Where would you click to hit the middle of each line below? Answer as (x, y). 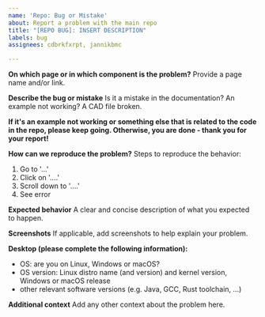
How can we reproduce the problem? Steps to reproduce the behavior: (125, 154)
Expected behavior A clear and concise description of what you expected (129, 209)
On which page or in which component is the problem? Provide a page (125, 74)
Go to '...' (34, 169)
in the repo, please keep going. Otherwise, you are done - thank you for (128, 130)
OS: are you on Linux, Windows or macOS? (90, 264)
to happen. (26, 218)
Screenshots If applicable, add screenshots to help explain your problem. (128, 233)
